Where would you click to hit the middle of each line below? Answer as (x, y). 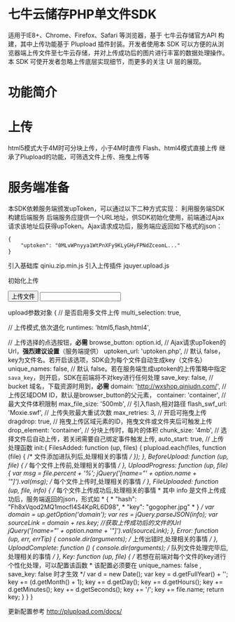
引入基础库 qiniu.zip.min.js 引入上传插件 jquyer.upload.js (89, 265)
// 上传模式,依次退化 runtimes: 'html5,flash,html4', (79, 327)
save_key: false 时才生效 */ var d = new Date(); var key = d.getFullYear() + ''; (118, 574)
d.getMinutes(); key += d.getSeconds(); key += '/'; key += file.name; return (116, 589)
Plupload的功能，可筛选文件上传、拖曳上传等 (85, 157)
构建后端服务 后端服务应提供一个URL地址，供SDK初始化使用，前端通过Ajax (116, 217)
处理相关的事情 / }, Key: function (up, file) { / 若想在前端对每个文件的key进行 (117, 556)
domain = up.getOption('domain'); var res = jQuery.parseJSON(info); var (113, 514)
